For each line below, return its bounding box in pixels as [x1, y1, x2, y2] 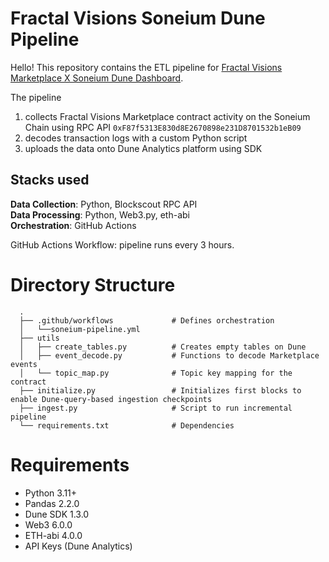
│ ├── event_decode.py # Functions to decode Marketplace [19, 350, 320, 361]
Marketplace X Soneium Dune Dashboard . [10, 72, 184, 84]
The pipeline [10, 91, 62, 103]
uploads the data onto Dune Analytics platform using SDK [24, 142, 263, 154]
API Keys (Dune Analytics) [24, 540, 133, 552]
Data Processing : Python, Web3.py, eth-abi [10, 208, 190, 221]
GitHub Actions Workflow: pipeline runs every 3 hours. [10, 238, 235, 251]
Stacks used [10, 172, 90, 189]
